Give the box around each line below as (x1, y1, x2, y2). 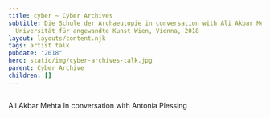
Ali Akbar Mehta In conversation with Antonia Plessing (8, 100, 187, 110)
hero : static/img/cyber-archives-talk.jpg (8, 57, 153, 65)
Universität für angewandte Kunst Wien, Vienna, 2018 (15, 26, 199, 35)
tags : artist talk (8, 42, 70, 50)
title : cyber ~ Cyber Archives (8, 11, 113, 20)
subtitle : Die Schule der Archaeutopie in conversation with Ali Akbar (8, 19, 253, 27)
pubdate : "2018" (8, 49, 63, 57)
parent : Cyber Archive (8, 64, 84, 72)
